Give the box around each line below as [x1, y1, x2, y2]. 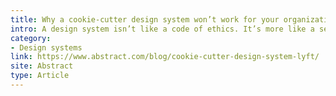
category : [10, 33, 52, 43]
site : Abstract [10, 61, 74, 71]
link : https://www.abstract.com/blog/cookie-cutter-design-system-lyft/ [10, 52, 320, 62]
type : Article [10, 71, 70, 81]
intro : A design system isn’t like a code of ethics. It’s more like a [10, 24, 315, 34]
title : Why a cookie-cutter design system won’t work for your [10, 14, 280, 25]
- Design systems [10, 42, 83, 53]
